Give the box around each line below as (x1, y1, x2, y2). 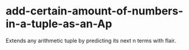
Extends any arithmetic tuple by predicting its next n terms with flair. (5, 37, 176, 44)
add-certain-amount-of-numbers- (5, 4, 184, 18)
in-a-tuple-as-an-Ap (5, 17, 112, 31)
